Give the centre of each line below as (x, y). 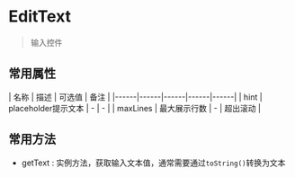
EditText (40, 17)
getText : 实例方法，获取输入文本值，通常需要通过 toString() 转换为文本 (153, 163)
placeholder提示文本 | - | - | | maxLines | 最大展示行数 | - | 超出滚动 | (135, 108)
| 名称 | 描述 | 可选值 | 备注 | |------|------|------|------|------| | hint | (135, 97)
